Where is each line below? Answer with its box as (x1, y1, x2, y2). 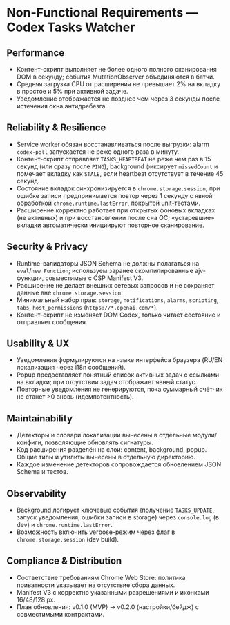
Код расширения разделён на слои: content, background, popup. (16, 446, 207, 454)
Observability (6, 488, 67, 499)
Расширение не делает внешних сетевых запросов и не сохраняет (16, 281, 215, 289)
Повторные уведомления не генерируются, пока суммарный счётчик (16, 385, 223, 394)
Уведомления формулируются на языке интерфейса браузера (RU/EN (16, 356, 223, 364)
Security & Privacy (6, 241, 88, 252)
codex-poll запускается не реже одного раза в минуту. (16, 147, 180, 156)
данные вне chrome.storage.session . (16, 288, 123, 297)
